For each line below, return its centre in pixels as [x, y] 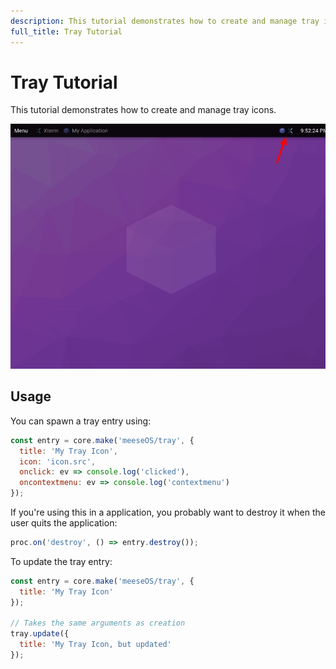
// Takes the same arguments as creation [98, 623]
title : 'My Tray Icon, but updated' [95, 645]
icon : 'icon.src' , [58, 461]
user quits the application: [64, 523]
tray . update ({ [40, 634]
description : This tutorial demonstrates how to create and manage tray [165, 21]
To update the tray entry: [61, 561]
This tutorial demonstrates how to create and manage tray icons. [143, 110]
